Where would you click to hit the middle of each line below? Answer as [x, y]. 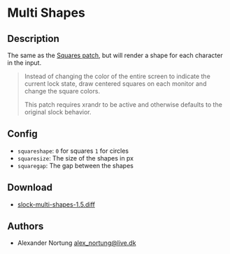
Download [30, 187]
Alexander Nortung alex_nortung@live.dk [77, 243]
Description [33, 39]
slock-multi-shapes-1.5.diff [56, 204]
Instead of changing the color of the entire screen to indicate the [117, 76]
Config [22, 134]
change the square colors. [62, 91]
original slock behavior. [58, 112]
